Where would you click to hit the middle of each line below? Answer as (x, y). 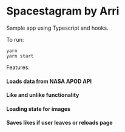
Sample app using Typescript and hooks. (57, 28)
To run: (15, 39)
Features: (18, 67)
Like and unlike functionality (43, 95)
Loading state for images (39, 109)
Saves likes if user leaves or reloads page (60, 123)
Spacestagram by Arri (63, 11)
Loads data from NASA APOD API (49, 81)
